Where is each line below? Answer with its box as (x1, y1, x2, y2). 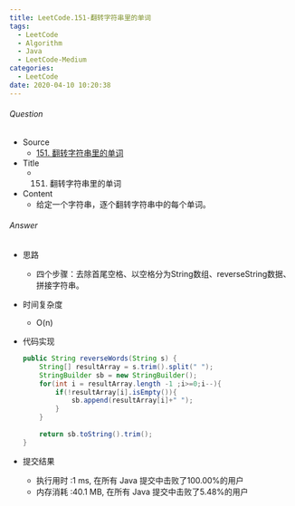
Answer (9, 220, 38, 231)
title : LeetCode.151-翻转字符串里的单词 (9, 13, 152, 23)
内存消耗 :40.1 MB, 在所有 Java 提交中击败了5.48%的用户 (35, 486, 249, 497)
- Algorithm (17, 38, 63, 48)
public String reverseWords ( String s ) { (22, 354, 177, 363)
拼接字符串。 (35, 280, 84, 291)
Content (22, 187, 53, 199)
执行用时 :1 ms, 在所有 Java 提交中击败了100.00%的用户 (35, 474, 244, 485)
